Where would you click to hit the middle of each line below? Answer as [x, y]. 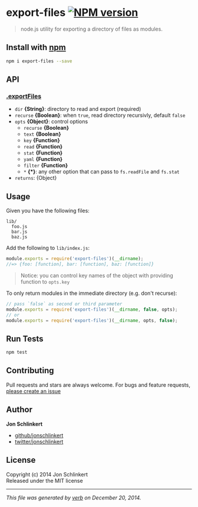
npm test [17, 353]
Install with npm [36, 47]
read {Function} [43, 147]
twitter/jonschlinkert [39, 442]
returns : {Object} [36, 178]
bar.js [19, 232]
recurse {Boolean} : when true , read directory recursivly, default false [100, 116]
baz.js [19, 237]
